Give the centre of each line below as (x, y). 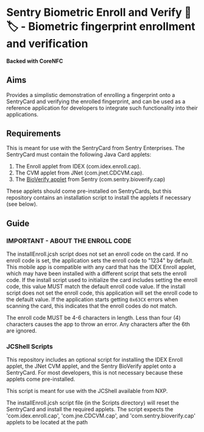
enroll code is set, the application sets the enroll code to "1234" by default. (100, 261)
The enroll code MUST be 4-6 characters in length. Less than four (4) (93, 318)
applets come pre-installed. (41, 379)
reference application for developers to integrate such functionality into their (102, 108)
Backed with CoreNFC (35, 61)
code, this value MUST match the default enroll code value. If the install (96, 287)
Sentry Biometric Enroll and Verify (94, 13)
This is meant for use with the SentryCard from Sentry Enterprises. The (96, 148)
